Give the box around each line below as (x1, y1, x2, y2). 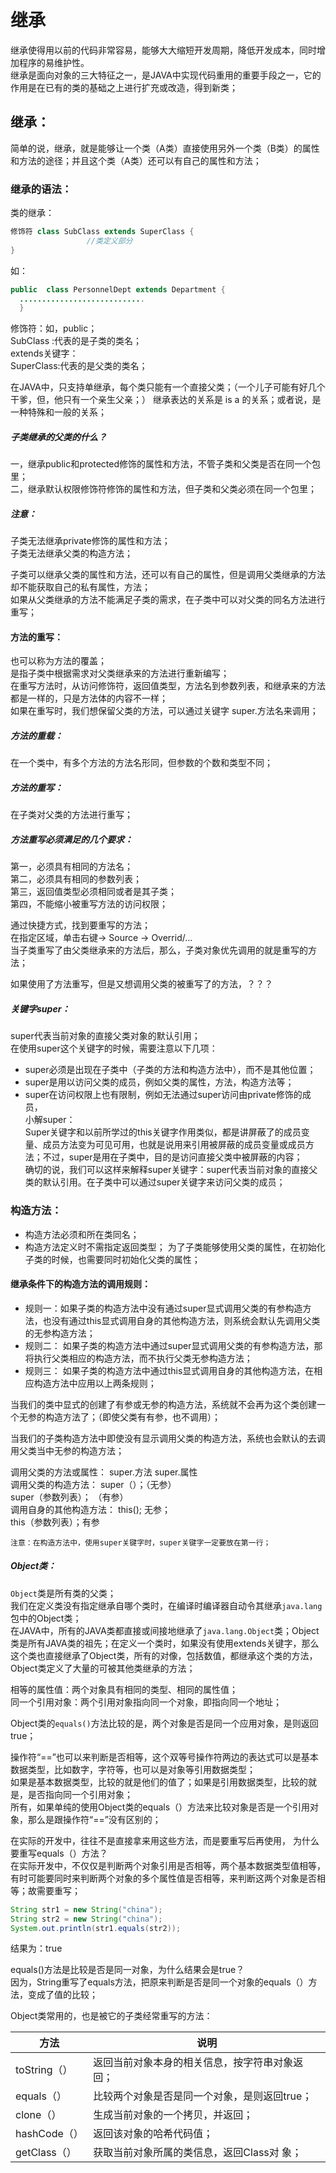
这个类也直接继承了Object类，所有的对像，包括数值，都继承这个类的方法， (10, 1649, 318, 1661)
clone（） (15, 2108, 62, 2122)
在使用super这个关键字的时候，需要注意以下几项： (10, 1042, 218, 1055)
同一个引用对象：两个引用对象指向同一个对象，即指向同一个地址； (10, 1696, 282, 1708)
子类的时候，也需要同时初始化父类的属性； (24, 1253, 201, 1265)
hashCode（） (15, 2127, 84, 2141)
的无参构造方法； (24, 1327, 96, 1339)
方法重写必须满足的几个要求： (10, 833, 133, 845)
